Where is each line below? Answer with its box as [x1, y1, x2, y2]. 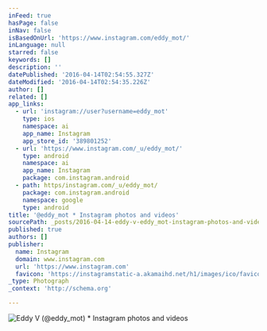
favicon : [15, 270, 44, 278]
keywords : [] [8, 56, 52, 64]
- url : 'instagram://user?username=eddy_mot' [15, 108, 169, 116]
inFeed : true [8, 11, 52, 20]
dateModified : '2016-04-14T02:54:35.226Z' [8, 78, 151, 86]
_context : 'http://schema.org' [8, 285, 112, 293]
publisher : [8, 241, 44, 248]
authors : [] [8, 233, 48, 241]
